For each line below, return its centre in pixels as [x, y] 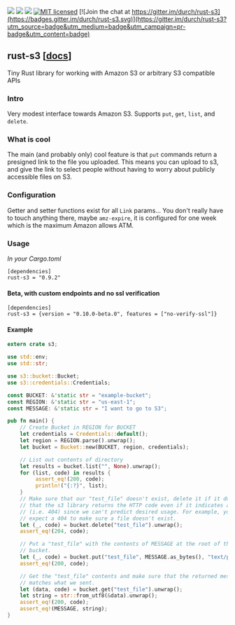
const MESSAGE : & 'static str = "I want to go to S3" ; [87, 408]
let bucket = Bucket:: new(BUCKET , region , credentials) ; [105, 447]
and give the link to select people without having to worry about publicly [111, 170]
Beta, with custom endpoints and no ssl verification [84, 293]
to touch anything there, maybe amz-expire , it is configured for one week [112, 218]
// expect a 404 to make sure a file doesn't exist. [98, 518]
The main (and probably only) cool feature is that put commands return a [112, 155]
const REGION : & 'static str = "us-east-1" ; [72, 402]
